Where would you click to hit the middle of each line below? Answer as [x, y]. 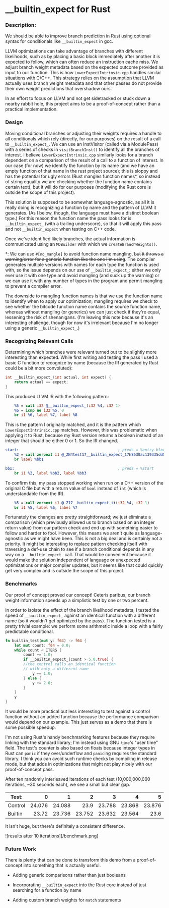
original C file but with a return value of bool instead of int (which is [76, 488]
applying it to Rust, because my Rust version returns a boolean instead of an [84, 436]
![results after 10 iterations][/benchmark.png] [52, 836]
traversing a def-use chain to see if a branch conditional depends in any [80, 549]
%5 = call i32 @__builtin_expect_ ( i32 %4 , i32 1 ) [67, 406]
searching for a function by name [47, 890]
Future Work [21, 849]
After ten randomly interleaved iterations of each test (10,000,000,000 [78, 779]
